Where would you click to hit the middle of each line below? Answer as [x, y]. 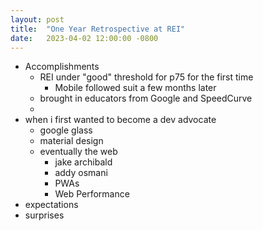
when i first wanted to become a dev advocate [120, 120]
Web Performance [92, 194]
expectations [51, 205]
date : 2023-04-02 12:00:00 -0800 [84, 38]
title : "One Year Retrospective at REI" [98, 29]
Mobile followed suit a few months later [135, 88]
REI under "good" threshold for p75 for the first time [146, 77]
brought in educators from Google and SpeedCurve [146, 98]
